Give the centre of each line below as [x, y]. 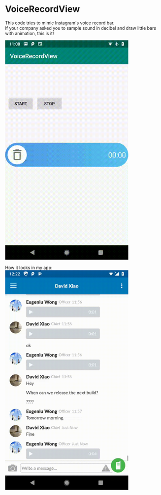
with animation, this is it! [30, 33]
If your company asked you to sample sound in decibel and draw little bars [81, 28]
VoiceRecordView [43, 9]
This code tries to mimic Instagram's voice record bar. [60, 23]
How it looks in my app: [29, 268]
